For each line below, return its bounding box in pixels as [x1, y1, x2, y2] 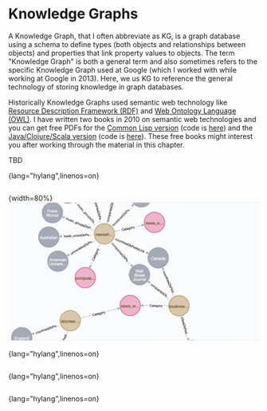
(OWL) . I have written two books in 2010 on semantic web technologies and [8, 114, 257, 124]
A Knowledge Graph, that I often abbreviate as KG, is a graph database [8, 31, 241, 41]
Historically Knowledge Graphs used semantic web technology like [8, 97, 228, 107]
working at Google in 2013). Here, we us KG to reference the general [8, 73, 234, 83]
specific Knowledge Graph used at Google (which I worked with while [8, 65, 238, 74]
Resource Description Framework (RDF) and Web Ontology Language [8, 105, 237, 116]
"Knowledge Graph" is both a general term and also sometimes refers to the [8, 57, 257, 66]
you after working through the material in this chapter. [8, 140, 185, 149]
